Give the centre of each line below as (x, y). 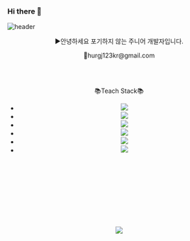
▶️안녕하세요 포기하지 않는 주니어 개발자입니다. (119, 41)
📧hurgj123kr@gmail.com (119, 55)
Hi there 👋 (25, 11)
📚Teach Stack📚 (119, 91)
